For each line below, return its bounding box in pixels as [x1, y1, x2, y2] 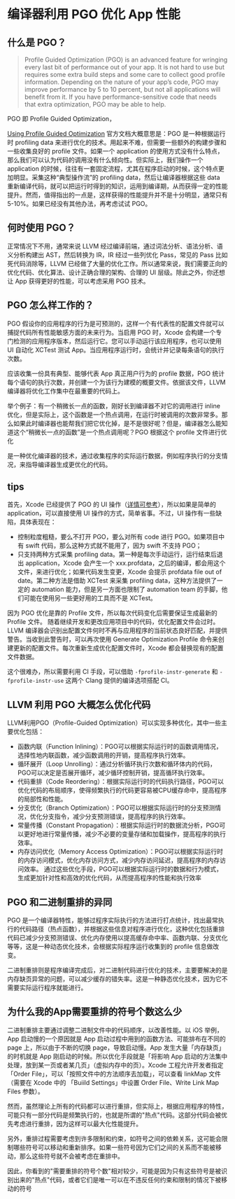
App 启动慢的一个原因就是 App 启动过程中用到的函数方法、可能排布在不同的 [7, 1034, 226, 1043]
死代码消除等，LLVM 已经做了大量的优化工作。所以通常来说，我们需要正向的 [7, 259, 228, 268]
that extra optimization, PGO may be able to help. [24, 100, 166, 109]
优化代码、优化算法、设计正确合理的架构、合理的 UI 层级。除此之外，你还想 [7, 268, 226, 277]
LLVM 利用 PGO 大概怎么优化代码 [7, 698, 151, 711]
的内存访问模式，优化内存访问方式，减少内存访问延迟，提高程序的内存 [17, 856, 220, 865]
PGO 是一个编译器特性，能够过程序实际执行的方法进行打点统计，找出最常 [7, 916, 219, 924]
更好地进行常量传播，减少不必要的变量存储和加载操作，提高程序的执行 [23, 830, 226, 838]
